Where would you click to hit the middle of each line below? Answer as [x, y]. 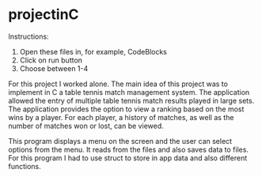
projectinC [44, 15]
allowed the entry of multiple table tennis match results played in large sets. [131, 100]
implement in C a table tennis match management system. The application [129, 92]
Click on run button [51, 60]
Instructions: [28, 36]
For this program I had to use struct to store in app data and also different [128, 158]
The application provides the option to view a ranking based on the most [126, 109]
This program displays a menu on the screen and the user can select [120, 141]
